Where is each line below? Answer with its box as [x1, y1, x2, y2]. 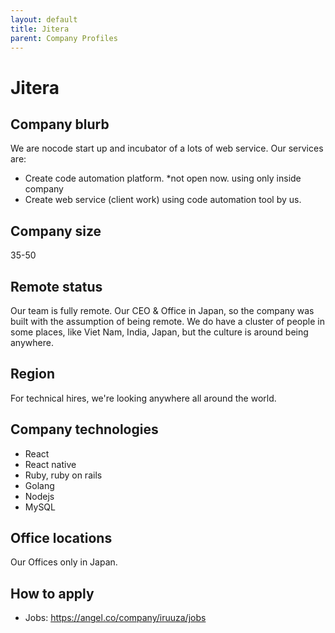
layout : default [10, 14, 78, 25]
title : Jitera [10, 24, 70, 34]
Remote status [10, 278, 103, 295]
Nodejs [24, 490, 55, 502]
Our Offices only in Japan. [10, 556, 118, 568]
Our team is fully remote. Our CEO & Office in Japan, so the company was [10, 305, 315, 316]
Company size [10, 222, 102, 240]
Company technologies [10, 421, 159, 438]
